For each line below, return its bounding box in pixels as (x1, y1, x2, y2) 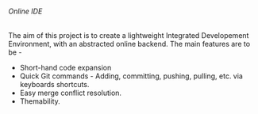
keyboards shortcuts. (19, 80, 90, 89)
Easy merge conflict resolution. (19, 88, 121, 98)
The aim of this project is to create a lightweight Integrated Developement (8, 31, 249, 40)
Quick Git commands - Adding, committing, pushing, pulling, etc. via (19, 71, 244, 81)
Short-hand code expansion (19, 63, 112, 73)
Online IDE (8, 6, 43, 16)
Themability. (19, 97, 61, 106)
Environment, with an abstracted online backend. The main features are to (8, 40, 251, 49)
